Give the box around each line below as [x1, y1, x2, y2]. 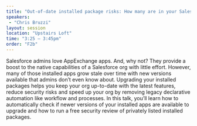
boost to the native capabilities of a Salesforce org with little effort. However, [6, 63, 191, 70]
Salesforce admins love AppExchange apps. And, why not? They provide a [6, 57, 186, 64]
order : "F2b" [6, 42, 38, 47]
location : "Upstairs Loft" [6, 30, 72, 36]
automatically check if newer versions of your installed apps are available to [6, 101, 189, 108]
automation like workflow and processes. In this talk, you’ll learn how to [6, 94, 179, 101]
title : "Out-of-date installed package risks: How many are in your [6, 8, 177, 15]
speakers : [6, 14, 30, 20]
